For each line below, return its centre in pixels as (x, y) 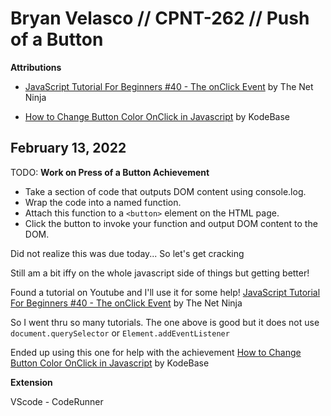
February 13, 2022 (68, 148)
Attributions (36, 67)
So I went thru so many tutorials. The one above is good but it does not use (165, 322)
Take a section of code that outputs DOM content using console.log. (165, 191)
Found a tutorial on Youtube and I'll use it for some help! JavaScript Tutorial (165, 292)
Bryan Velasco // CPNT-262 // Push (160, 18)
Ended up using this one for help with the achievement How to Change (156, 352)
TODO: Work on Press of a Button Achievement (110, 172)
